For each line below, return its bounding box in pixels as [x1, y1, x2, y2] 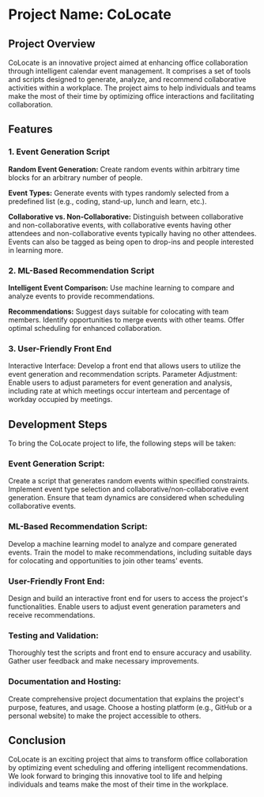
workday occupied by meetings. [8, 395, 113, 404]
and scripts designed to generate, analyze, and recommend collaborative [8, 75, 247, 84]
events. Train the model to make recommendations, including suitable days [8, 547, 252, 557]
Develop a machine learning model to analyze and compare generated [8, 539, 237, 548]
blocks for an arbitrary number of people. [8, 172, 143, 182]
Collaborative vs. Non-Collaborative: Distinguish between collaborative [8, 212, 243, 221]
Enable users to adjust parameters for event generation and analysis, [8, 378, 233, 388]
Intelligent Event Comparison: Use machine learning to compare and [8, 283, 235, 292]
